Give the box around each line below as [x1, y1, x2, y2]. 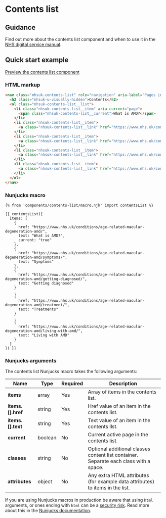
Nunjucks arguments [5, 357, 57, 364]
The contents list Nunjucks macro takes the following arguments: [5, 369, 137, 375]
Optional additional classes [87, 445, 151, 452]
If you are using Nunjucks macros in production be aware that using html [5, 497, 153, 503]
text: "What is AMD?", [18, 233, 65, 238]
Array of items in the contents [87, 388, 157, 395]
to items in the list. [87, 484, 130, 491]
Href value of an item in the [87, 403, 151, 410]
